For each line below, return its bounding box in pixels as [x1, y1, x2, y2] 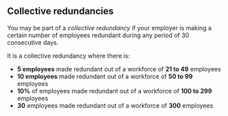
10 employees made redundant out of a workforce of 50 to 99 [16, 72, 193, 80]
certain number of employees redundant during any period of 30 [7, 31, 190, 39]
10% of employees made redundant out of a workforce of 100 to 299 [16, 86, 212, 95]
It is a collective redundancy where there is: [7, 51, 130, 60]
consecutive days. [7, 38, 59, 47]
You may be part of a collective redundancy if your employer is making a [7, 23, 212, 32]
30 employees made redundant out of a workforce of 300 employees [16, 101, 214, 109]
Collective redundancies [7, 5, 114, 17]
